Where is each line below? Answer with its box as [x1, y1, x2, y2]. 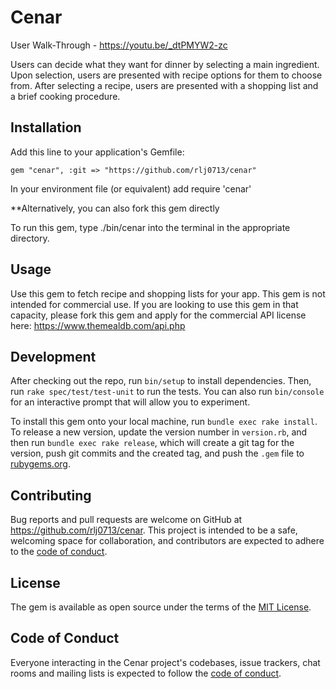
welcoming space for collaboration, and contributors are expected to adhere [10, 535, 325, 547]
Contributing [10, 487, 92, 504]
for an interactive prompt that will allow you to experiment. [10, 396, 251, 408]
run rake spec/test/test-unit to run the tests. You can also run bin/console [10, 386, 325, 398]
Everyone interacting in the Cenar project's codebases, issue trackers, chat [10, 656, 321, 668]
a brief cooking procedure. [10, 90, 121, 102]
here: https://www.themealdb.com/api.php [10, 319, 186, 331]
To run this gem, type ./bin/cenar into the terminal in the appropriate [10, 221, 291, 233]
